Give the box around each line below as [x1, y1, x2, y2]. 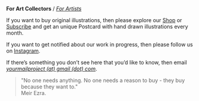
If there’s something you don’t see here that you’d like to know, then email [6, 59, 187, 66]
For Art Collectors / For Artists [6, 5, 82, 12]
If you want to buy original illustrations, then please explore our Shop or [6, 17, 182, 23]
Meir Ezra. [20, 90, 47, 96]
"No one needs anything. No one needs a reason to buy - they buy [20, 77, 185, 84]
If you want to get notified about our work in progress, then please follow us [6, 41, 193, 48]
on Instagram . [6, 47, 41, 54]
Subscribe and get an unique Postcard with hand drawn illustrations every [6, 23, 188, 30]
